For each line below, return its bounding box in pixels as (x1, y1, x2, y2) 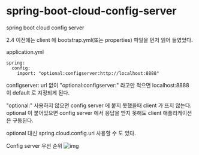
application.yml (6, 48, 44, 55)
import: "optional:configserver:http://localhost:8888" (17, 70, 160, 76)
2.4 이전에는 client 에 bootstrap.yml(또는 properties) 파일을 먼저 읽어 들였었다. (6, 36, 193, 43)
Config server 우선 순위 (6, 142, 63, 149)
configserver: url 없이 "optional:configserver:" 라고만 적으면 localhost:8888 (6, 81, 190, 89)
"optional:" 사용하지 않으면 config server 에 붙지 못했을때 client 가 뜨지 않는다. (6, 102, 192, 109)
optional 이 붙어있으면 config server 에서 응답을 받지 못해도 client (6, 109, 162, 116)
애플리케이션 (162, 109, 192, 116)
